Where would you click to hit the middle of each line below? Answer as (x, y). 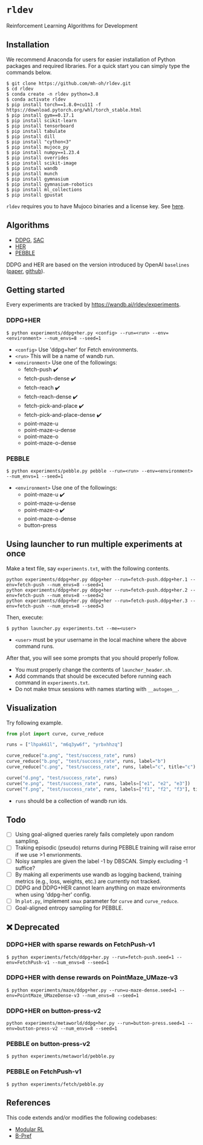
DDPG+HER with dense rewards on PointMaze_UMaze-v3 (92, 978)
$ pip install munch (32, 174)
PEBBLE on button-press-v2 (48, 1044)
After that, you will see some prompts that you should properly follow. (93, 658)
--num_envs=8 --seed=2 (75, 595)
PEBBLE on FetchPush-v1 (44, 1072)
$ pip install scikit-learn (42, 120)
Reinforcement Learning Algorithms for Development (72, 25)
